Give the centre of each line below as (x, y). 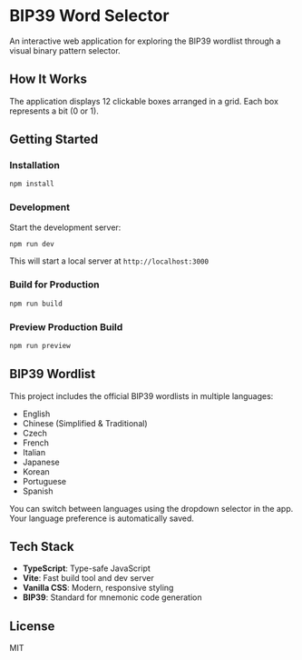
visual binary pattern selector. (65, 50)
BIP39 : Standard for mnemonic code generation (112, 597)
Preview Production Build (66, 326)
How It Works (49, 80)
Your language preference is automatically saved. (102, 518)
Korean (36, 471)
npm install (32, 184)
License (32, 626)
